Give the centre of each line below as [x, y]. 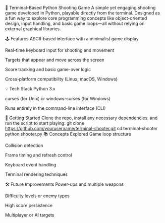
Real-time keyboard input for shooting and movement [60, 50]
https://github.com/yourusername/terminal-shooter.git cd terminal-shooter [81, 128]
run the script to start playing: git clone [45, 123]
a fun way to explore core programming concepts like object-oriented [76, 18]
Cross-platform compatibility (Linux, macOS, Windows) [61, 79]
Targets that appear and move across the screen [55, 60]
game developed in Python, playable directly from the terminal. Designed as [82, 13]
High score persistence [29, 205]
